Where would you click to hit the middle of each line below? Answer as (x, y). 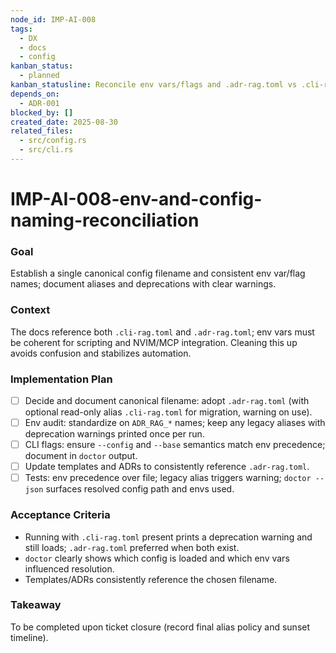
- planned (39, 76)
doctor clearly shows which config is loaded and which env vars (157, 558)
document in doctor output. (81, 456)
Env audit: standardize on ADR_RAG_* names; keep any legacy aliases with (175, 423)
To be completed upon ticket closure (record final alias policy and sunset (160, 627)
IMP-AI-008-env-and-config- (136, 199)
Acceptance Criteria (60, 515)
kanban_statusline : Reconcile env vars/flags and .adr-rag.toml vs (154, 85)
